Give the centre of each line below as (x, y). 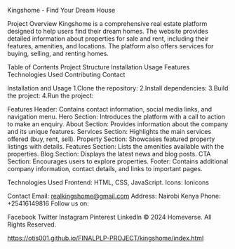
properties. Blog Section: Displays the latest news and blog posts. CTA (109, 154)
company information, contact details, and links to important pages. (105, 169)
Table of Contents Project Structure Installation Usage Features (99, 67)
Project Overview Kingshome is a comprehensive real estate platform (107, 23)
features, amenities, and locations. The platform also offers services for (110, 46)
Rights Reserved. (32, 224)
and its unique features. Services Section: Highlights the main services (109, 132)
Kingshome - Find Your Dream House (61, 10)
